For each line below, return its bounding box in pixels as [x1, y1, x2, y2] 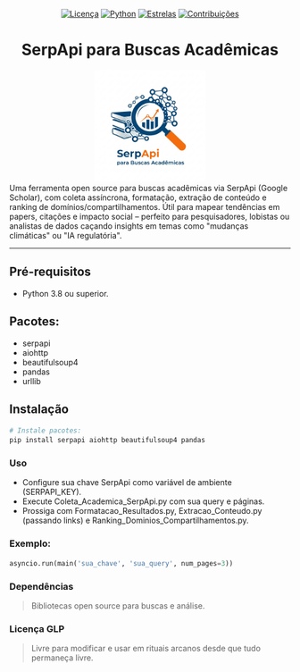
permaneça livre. [30, 652, 94, 663]
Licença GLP [9, 622, 65, 634]
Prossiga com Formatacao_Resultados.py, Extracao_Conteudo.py [21, 506, 262, 517]
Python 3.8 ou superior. [21, 288, 109, 298]
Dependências [9, 580, 74, 592]
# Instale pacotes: [9, 426, 82, 435]
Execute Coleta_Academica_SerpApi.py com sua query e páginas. [21, 496, 265, 507]
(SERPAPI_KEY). [21, 487, 82, 498]
